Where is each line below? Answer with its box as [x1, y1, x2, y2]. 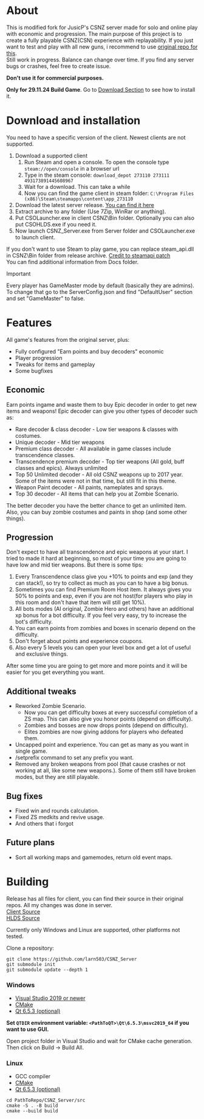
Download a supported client [15, 152, 88, 159]
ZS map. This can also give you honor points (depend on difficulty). [24, 715, 193, 723]
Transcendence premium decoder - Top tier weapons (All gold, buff [15, 458, 185, 465]
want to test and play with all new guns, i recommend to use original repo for [6, 43, 198, 50]
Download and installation [6, 114, 141, 128]
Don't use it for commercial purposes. [6, 74, 104, 81]
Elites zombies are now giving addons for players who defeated [24, 728, 183, 735]
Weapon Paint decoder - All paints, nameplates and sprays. [15, 483, 164, 491]
